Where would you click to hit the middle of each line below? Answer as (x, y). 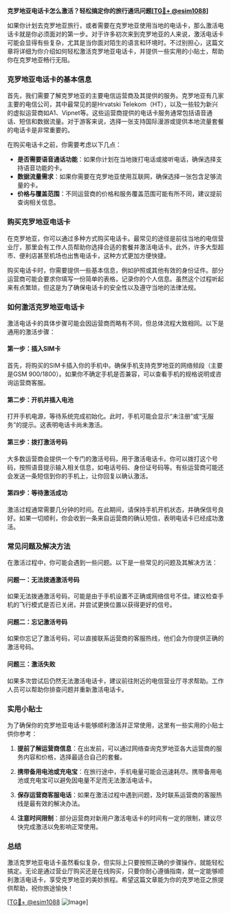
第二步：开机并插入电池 (40, 399)
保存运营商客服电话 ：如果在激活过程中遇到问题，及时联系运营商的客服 (117, 795)
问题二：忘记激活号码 (37, 622)
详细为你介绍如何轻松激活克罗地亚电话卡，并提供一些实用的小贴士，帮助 (121, 51)
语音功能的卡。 (44, 168)
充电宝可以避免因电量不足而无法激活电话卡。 (92, 780)
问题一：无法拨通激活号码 (43, 579)
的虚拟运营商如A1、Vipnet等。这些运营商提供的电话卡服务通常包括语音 (107, 113)
